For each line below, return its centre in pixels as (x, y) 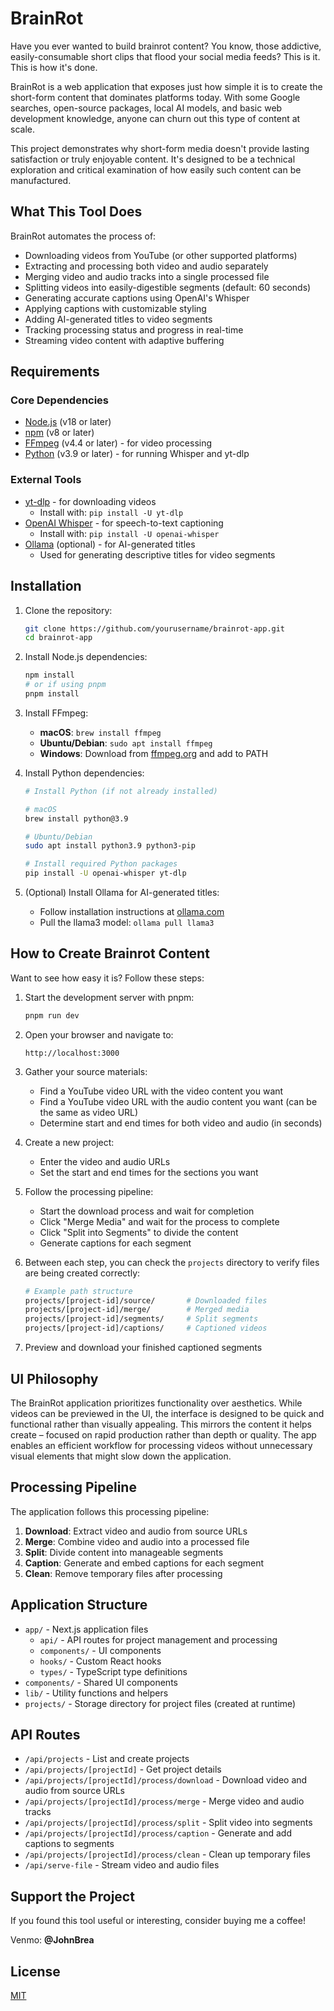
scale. (22, 129)
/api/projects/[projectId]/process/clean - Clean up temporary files (167, 1854)
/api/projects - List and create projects (107, 1759)
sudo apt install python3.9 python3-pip (110, 846)
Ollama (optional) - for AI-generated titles (110, 544)
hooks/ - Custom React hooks (100, 1661)
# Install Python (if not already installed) (121, 791)
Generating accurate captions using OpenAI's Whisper (137, 298)
